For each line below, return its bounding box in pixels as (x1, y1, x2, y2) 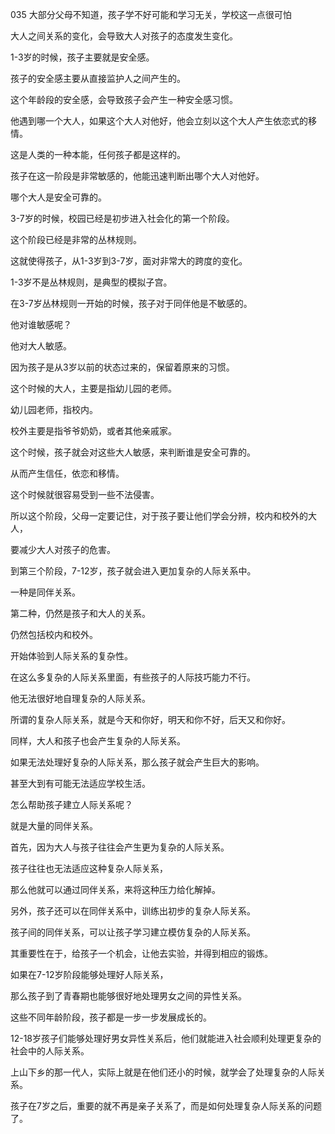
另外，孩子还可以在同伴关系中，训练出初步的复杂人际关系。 (10, 905, 256, 917)
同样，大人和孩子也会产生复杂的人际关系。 (10, 735, 186, 747)
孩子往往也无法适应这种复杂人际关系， (10, 863, 168, 874)
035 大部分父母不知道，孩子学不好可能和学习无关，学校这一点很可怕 (10, 9, 292, 20)
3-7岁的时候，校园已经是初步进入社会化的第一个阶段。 (10, 213, 235, 224)
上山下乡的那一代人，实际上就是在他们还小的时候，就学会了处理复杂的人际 (10, 1066, 317, 1078)
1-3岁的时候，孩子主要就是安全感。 (10, 51, 155, 63)
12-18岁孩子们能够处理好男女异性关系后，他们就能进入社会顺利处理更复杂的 (10, 1033, 322, 1044)
